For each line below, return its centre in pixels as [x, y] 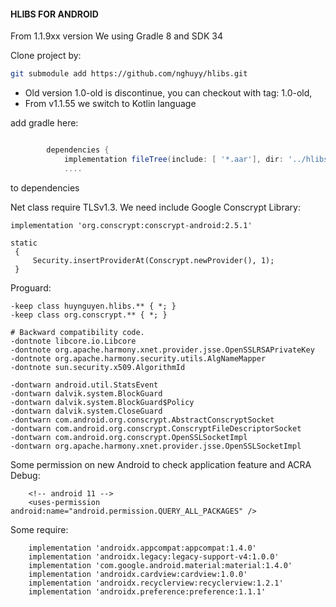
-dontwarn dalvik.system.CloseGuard [86, 411]
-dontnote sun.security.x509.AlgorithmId [98, 367]
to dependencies [45, 187]
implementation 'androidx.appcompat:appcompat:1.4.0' [142, 548]
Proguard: [31, 287]
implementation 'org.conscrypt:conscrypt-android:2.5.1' [131, 225]
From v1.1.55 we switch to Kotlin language [110, 104]
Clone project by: [46, 56]
